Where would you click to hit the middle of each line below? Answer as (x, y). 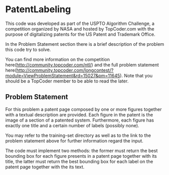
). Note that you (136, 75)
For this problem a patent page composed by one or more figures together (84, 109)
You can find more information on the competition (57, 59)
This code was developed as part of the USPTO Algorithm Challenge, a (80, 23)
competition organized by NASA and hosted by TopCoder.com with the (80, 28)
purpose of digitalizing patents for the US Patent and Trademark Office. (80, 34)
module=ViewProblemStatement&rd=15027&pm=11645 (63, 75)
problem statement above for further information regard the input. (75, 140)
